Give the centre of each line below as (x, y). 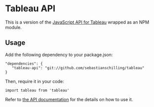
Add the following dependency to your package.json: (59, 54)
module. (14, 27)
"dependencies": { (24, 64)
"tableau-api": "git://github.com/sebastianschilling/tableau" (78, 68)
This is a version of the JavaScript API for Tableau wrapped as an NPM (77, 22)
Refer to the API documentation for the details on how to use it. (69, 99)
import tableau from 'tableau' (37, 90)
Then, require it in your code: (35, 81)
